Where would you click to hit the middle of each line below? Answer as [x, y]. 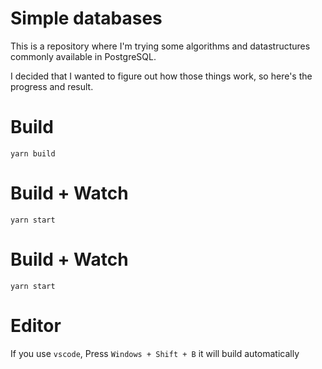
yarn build [33, 153]
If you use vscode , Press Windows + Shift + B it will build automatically [155, 353]
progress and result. [52, 86]
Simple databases [86, 18]
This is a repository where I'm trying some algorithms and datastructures [160, 46]
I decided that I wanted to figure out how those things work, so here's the [161, 76]
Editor [36, 325]
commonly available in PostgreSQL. [83, 56]
